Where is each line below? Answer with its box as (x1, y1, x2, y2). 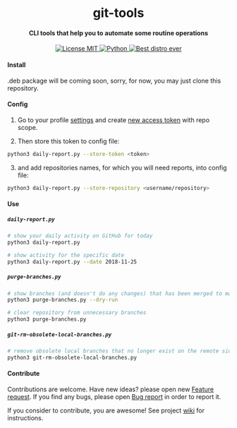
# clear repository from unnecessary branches (7, 309, 147, 316)
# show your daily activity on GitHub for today (7, 232, 153, 239)
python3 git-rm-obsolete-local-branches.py (7, 354, 138, 361)
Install (7, 60, 26, 69)
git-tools (92, 5, 145, 21)
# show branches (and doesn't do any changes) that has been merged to (7, 290, 222, 297)
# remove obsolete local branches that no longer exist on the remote (7, 347, 219, 355)
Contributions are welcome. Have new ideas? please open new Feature (7, 385, 214, 393)
